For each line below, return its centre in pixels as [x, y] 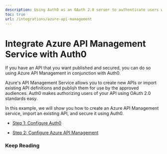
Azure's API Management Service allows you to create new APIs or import [81, 83]
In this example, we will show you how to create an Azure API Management [82, 108]
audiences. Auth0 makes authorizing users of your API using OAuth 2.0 [78, 93]
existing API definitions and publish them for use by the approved [72, 88]
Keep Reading [22, 146]
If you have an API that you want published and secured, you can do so [78, 68]
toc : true [15, 14]
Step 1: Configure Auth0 [37, 123]
